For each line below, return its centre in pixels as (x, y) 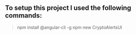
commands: (24, 16)
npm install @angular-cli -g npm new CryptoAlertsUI (69, 27)
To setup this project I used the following (68, 8)
